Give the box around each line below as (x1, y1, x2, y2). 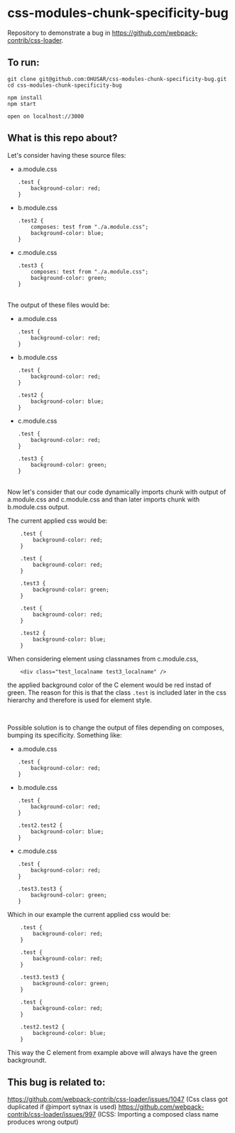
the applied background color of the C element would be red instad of (7, 681, 212, 689)
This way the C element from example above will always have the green (7, 1048, 217, 1056)
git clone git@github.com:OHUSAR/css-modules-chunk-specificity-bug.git (7, 75, 227, 82)
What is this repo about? (7, 132, 118, 144)
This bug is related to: (7, 1076, 106, 1088)
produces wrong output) (7, 1117, 79, 1127)
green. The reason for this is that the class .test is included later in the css (7, 688, 227, 697)
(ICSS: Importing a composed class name (97, 1110, 219, 1119)
